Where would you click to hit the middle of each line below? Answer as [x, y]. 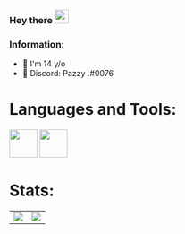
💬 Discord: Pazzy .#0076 [68, 74]
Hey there [31, 20]
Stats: [32, 191]
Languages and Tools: [93, 110]
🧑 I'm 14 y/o [44, 64]
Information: [37, 44]
